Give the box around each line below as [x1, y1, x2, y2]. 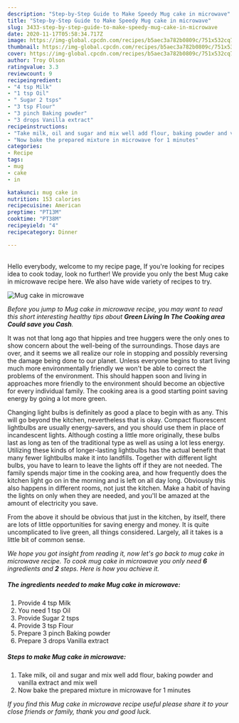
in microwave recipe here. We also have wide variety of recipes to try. [7, 277, 212, 286]
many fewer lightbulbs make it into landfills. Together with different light [7, 453, 218, 462]
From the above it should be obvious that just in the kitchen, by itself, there [7, 512, 226, 521]
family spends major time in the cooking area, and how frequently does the [7, 468, 228, 477]
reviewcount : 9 [7, 70, 53, 77]
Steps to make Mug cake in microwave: [7, 652, 127, 661]
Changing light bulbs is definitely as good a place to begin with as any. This [7, 407, 228, 417]
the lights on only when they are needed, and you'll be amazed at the [7, 491, 210, 499]
